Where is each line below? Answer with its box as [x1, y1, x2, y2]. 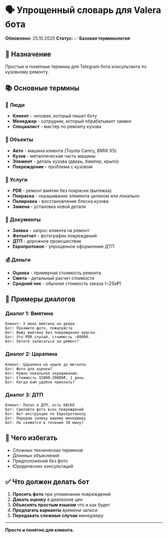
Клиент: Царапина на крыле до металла [5, 362, 86, 367]
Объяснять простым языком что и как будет [12, 501, 110, 508]
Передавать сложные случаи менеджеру [12, 512, 104, 518]
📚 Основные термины [5, 84, 80, 92]
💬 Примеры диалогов [5, 295, 76, 303]
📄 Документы [5, 216, 41, 223]
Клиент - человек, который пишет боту [12, 113, 97, 119]
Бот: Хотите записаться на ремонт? [5, 339, 79, 344]
